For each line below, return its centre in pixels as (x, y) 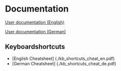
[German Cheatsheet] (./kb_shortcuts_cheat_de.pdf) (64, 63)
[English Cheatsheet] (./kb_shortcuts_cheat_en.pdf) (63, 58)
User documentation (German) (36, 31)
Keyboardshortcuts (35, 47)
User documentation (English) (35, 22)
